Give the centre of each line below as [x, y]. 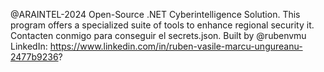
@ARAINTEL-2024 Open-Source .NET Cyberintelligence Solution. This [155, 14]
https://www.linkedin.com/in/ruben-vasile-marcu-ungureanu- [176, 46]
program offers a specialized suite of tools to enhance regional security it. [162, 25]
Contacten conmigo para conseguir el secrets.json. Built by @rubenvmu [158, 35]
